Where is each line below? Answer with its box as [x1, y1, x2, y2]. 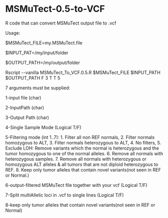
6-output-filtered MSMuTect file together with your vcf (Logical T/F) [5, 182, 148, 188]
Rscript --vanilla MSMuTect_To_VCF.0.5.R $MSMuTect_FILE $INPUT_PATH [5, 69, 161, 76]
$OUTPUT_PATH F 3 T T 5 [5, 75, 61, 81]
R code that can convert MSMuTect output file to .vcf [5, 20, 117, 26]
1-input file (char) [5, 94, 42, 101]
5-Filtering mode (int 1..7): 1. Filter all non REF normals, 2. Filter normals [5, 134, 155, 140]
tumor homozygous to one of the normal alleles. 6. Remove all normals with [5, 150, 163, 156]
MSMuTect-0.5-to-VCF [5, 3, 105, 15]
